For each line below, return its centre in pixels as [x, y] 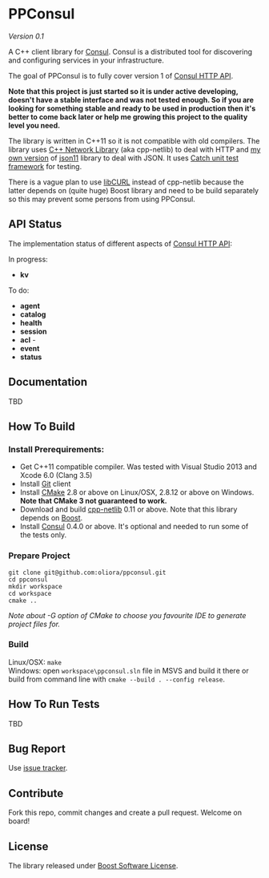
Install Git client [45, 484]
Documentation [48, 382]
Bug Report [37, 749]
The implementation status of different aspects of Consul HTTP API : [120, 243]
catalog [33, 314]
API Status [35, 224]
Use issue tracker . [38, 768]
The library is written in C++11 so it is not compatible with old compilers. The [134, 140]
